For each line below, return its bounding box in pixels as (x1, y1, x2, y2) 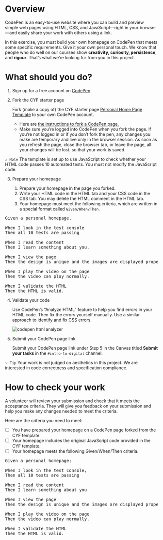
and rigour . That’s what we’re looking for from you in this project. (5, 54, 135, 60)
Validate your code (12, 297, 50, 303)
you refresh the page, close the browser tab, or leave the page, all (19, 142, 152, 147)
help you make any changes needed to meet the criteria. (5, 408, 118, 414)
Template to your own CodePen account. (12, 112, 94, 117)
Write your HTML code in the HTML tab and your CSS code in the (19, 190, 150, 196)
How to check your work (5, 382, 105, 393)
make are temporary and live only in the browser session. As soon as (19, 136, 158, 142)
